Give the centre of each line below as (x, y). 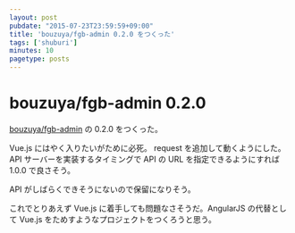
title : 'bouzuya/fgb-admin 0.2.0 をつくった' (92, 34)
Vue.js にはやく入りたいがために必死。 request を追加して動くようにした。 (147, 147)
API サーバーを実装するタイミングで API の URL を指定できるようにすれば (144, 159)
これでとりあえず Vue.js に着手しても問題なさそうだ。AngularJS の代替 (140, 208)
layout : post (34, 17)
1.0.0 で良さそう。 (42, 170)
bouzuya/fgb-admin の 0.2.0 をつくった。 (86, 129)
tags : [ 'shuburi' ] (43, 42)
